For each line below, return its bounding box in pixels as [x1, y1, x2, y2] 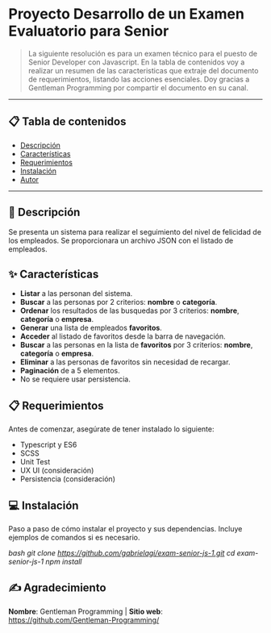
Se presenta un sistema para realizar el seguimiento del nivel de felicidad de [8, 227, 262, 236]
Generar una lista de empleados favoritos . [19, 323, 163, 333]
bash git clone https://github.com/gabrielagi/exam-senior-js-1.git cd [8, 548, 236, 557]
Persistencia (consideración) [19, 474, 115, 484]
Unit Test [19, 457, 51, 467]
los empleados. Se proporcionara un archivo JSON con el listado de [8, 235, 234, 245]
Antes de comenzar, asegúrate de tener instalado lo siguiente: [8, 424, 215, 434]
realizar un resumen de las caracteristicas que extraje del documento [27, 65, 259, 75]
